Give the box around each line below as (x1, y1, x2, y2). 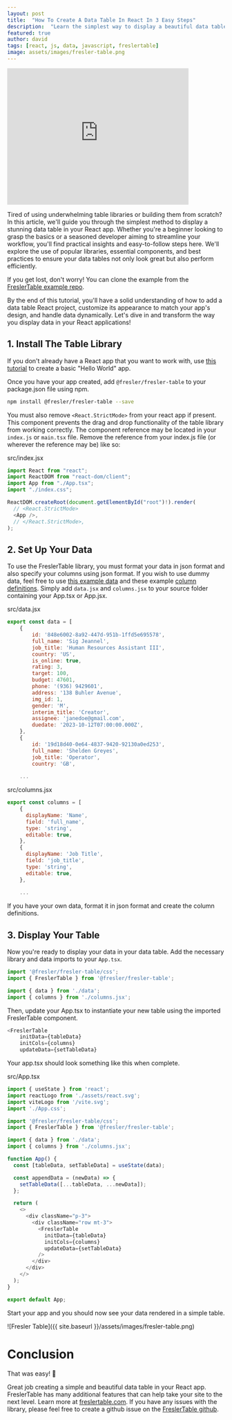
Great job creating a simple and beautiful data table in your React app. (7, 1383, 206, 1391)
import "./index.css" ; (7, 487, 72, 493)
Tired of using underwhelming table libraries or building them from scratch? (7, 210, 222, 218)
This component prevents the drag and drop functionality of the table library (7, 418, 224, 426)
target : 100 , (32, 670, 70, 677)
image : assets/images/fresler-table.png (7, 49, 126, 56)
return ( (13, 1200, 39, 1207)
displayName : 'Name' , (25, 812, 88, 818)
